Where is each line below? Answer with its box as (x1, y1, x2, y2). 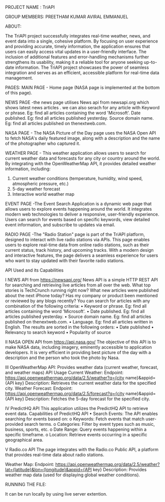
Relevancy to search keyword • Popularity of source (5, 329, 111, 335)
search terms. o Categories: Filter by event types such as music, (24, 421, 155, 427)
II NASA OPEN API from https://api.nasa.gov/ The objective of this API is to (5, 339, 157, 345)
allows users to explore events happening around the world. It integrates (5, 206, 152, 212)
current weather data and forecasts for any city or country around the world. (5, 155, 161, 161)
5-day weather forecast (12, 186, 61, 192)
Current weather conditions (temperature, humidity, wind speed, (12, 176, 143, 181)
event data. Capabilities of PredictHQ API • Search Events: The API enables (5, 411, 158, 416)
